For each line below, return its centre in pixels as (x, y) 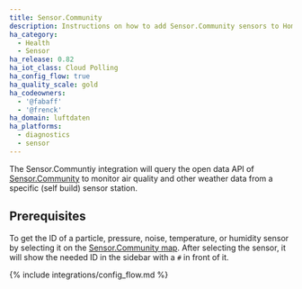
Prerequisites (48, 217)
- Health (34, 43)
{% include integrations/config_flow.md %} (89, 275)
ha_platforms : (36, 127)
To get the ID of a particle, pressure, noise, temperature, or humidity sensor (149, 238)
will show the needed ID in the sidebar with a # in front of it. (119, 257)
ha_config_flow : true (50, 77)
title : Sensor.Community (56, 18)
